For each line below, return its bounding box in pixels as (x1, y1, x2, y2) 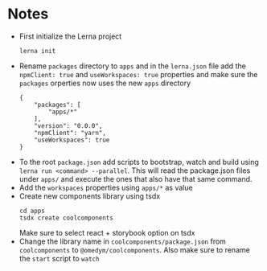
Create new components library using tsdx (18, 191, 161, 201)
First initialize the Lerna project (18, 31, 122, 41)
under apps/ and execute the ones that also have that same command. (18, 174, 253, 183)
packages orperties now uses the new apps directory (18, 78, 191, 88)
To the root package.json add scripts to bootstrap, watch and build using (18, 157, 259, 166)
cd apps (18, 207, 45, 215)
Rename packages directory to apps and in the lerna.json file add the (18, 61, 246, 71)
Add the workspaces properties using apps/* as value (18, 183, 194, 192)
